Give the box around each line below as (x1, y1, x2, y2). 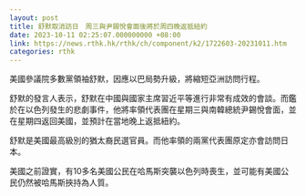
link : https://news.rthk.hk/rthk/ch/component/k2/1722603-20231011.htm (9, 38, 287, 48)
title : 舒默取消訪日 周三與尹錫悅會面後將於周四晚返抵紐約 (9, 22, 208, 31)
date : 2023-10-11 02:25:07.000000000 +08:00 (9, 30, 181, 39)
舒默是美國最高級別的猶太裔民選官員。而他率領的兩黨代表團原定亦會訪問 (9, 135, 280, 146)
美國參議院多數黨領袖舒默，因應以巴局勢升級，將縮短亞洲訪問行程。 (9, 74, 265, 85)
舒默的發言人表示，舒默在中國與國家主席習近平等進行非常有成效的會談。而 (9, 93, 289, 104)
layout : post (9, 13, 59, 23)
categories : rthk (9, 47, 76, 57)
